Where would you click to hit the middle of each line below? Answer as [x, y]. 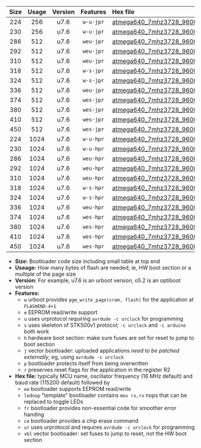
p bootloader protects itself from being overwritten [86, 363]
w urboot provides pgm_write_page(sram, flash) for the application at [109, 299]
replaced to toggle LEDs [54, 401]
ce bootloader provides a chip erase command [81, 421]
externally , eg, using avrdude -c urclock [74, 357]
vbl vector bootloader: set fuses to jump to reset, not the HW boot [105, 434]
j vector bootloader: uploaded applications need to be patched [101, 350]
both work [36, 331]
